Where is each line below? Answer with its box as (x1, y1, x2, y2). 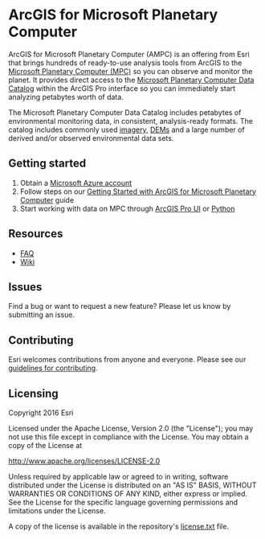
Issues (8, 280, 43, 294)
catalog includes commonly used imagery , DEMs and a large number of (8, 125, 245, 134)
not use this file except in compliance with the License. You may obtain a (8, 432, 249, 442)
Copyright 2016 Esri (8, 408, 74, 418)
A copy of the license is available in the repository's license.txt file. (8, 521, 230, 531)
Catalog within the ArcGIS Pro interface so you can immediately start (8, 83, 235, 93)
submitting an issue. (8, 310, 75, 319)
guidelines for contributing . (8, 364, 98, 373)
